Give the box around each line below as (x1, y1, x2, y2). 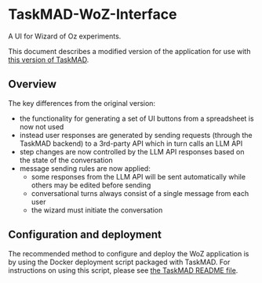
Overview (8, 78, 57, 91)
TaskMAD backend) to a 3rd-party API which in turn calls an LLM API (19, 139, 243, 148)
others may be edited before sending (31, 180, 151, 190)
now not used (19, 122, 64, 131)
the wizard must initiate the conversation (31, 205, 163, 215)
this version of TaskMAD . (8, 55, 89, 64)
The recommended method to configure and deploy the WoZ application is (8, 249, 249, 258)
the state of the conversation (19, 155, 114, 165)
